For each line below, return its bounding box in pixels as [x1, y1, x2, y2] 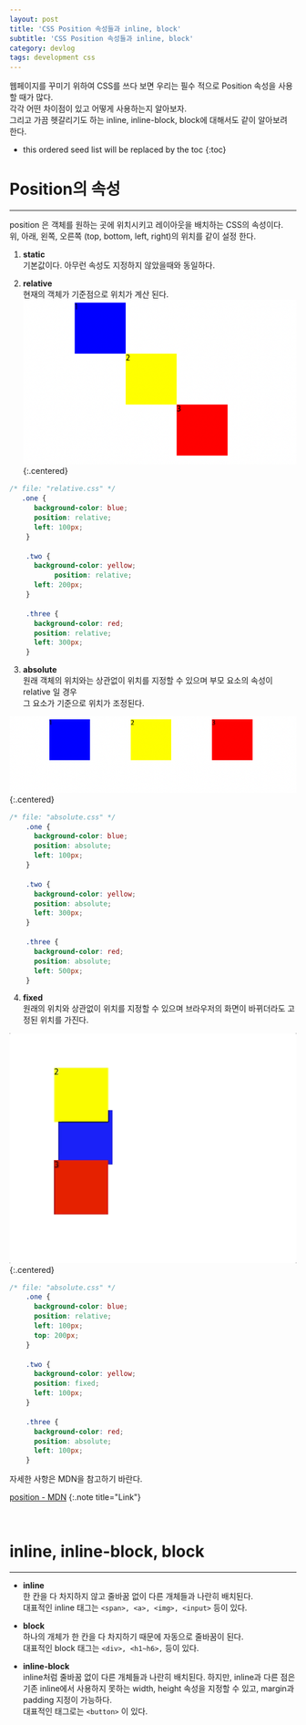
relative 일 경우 [22, 686, 77, 697]
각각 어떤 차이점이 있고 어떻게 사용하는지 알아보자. [9, 103, 188, 114]
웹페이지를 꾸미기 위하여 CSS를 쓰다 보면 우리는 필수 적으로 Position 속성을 [9, 80, 277, 91]
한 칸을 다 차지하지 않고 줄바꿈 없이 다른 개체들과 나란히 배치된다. [22, 1591, 253, 1602]
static [22, 249, 46, 260]
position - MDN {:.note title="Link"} [9, 1492, 141, 1503]
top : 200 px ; [33, 1330, 79, 1340]
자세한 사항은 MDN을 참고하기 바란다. [9, 1473, 143, 1484]
